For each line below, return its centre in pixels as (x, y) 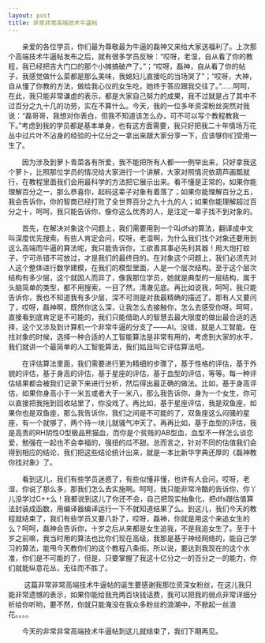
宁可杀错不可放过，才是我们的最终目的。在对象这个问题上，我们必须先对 (139, 258)
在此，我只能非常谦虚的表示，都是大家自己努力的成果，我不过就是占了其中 (129, 96)
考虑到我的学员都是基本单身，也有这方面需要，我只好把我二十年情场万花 (139, 125)
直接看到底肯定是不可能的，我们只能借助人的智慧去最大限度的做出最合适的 (129, 317)
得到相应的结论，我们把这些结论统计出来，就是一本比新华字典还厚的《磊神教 (132, 452)
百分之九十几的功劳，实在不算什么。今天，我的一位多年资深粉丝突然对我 (132, 105)
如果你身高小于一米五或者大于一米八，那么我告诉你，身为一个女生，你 (136, 393)
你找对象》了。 (32, 462)
